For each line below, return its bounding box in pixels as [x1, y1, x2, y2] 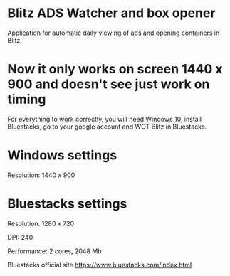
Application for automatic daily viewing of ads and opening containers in [7, 28, 220, 37]
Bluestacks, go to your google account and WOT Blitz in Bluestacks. [7, 122, 207, 131]
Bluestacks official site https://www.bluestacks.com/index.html [7, 260, 192, 269]
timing [7, 91, 46, 107]
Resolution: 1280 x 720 [7, 219, 75, 228]
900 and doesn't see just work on [7, 76, 210, 92]
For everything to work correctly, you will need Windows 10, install [7, 115, 202, 123]
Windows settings [7, 147, 117, 164]
